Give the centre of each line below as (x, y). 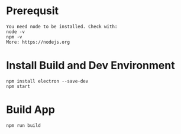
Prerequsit (33, 11)
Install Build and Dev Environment (91, 66)
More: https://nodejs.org (38, 42)
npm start (18, 86)
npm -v (14, 37)
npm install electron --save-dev (47, 81)
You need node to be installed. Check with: (62, 27)
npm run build (24, 125)
